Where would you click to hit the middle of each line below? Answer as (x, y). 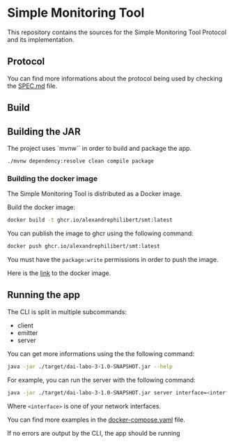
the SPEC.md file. (32, 86)
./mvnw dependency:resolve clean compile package (81, 161)
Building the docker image (53, 178)
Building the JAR (44, 132)
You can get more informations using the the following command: (101, 353)
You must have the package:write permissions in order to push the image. (113, 259)
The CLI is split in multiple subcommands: (67, 311)
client (25, 325)
